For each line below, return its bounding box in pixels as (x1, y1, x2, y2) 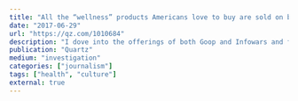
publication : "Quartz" (9, 46, 93, 54)
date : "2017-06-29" (9, 21, 82, 30)
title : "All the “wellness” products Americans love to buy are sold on (9, 12, 284, 22)
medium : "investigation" (9, 54, 101, 62)
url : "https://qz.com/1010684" (9, 29, 125, 38)
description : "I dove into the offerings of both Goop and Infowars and (9, 37, 284, 47)
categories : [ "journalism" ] (9, 62, 114, 71)
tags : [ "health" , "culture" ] (9, 70, 117, 79)
